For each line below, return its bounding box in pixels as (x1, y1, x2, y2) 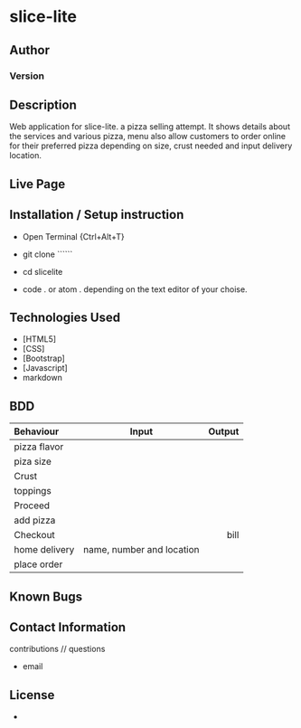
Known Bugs (9, 589, 83, 604)
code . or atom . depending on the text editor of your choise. (22, 283, 248, 295)
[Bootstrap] (22, 353, 65, 364)
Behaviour (14, 425, 60, 438)
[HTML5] (22, 334, 57, 345)
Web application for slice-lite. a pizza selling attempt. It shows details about (9, 121, 291, 132)
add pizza (14, 514, 56, 526)
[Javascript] (22, 363, 68, 373)
